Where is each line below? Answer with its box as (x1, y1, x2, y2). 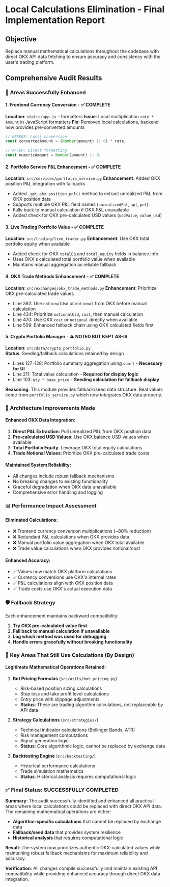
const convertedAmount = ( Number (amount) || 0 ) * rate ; (5, 139, 126, 144)
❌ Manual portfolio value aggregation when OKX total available (12, 540, 145, 546)
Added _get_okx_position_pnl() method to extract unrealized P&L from (12, 191, 163, 197)
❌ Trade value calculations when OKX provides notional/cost (12, 545, 140, 551)
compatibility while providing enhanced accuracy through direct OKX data (5, 871, 160, 877)
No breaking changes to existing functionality (12, 478, 108, 485)
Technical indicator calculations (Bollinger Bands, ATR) (20, 727, 135, 733)
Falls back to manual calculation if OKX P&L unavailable (12, 207, 129, 213)
